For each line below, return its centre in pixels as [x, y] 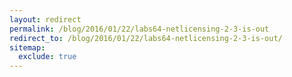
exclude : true [47, 57]
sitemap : [27, 47]
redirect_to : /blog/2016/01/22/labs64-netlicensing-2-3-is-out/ [146, 38]
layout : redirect [45, 19]
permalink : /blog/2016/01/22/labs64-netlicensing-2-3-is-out [139, 29]
